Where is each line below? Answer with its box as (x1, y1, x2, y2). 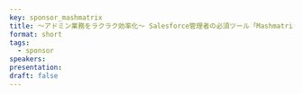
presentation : (9, 64, 63, 73)
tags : (9, 38, 30, 47)
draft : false (9, 72, 59, 81)
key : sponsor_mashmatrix (9, 13, 103, 22)
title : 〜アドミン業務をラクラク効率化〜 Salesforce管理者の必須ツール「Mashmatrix (9, 21, 298, 30)
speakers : (9, 55, 47, 64)
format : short (9, 30, 63, 38)
